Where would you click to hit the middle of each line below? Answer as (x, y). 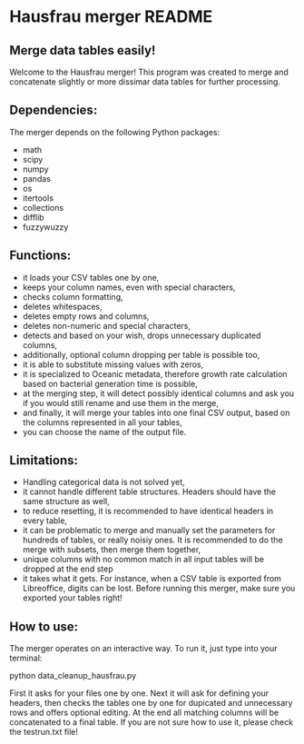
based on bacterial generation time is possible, (110, 383)
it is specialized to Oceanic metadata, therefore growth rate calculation (155, 373)
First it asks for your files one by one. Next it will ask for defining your (139, 693)
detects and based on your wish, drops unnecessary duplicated (142, 335)
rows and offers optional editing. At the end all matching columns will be (144, 713)
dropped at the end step (68, 569)
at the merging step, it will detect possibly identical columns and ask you (158, 393)
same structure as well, (66, 501)
